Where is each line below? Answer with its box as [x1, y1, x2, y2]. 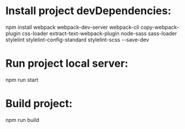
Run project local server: [5, 57, 128, 70]
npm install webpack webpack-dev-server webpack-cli [5, 24, 140, 31]
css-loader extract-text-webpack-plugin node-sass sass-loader [22, 29, 177, 37]
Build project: [5, 97, 73, 110]
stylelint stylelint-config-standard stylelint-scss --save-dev [5, 36, 150, 43]
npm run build [5, 116, 39, 123]
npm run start [5, 76, 39, 83]
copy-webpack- [140, 24, 179, 31]
